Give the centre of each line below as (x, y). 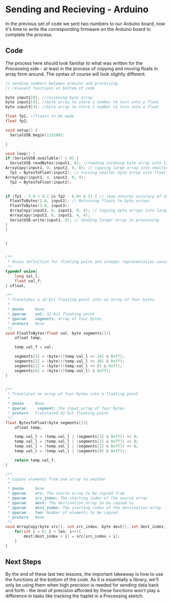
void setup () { (21, 130)
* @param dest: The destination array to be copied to (71, 503)
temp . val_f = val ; (34, 347)
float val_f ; (28, 281)
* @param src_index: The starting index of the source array (77, 498)
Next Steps (23, 562)
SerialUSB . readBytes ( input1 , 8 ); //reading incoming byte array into (85, 163)
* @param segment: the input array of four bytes (66, 408)
